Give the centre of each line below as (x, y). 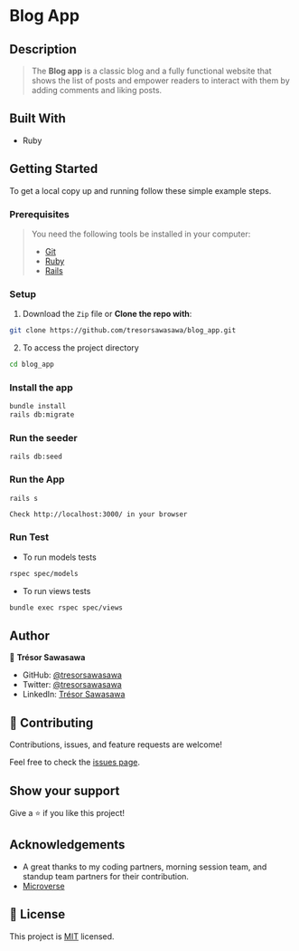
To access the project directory (81, 348)
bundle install (38, 407)
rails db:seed (36, 457)
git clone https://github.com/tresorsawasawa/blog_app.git (123, 331)
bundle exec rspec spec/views (66, 608)
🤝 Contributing (51, 722)
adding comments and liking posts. (97, 90)
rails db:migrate (42, 415)
